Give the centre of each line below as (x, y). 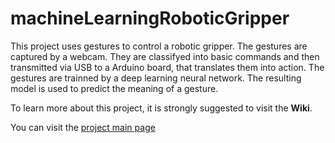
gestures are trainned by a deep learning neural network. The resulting (156, 78)
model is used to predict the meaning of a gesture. (114, 88)
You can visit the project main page (83, 127)
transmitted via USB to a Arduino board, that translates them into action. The (167, 67)
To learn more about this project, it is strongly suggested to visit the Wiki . (161, 108)
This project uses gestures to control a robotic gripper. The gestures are (159, 46)
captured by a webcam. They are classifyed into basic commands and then (165, 56)
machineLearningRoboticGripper (150, 18)
